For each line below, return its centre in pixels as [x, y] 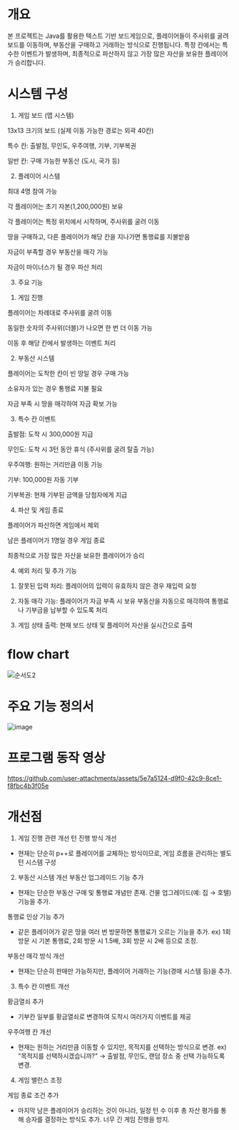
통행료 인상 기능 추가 [36, 916]
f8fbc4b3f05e [28, 786]
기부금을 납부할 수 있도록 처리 [66, 610]
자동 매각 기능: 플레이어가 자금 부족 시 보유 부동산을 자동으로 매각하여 [114, 601]
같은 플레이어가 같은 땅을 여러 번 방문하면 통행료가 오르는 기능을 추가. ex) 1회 [124, 931]
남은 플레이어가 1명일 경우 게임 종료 [56, 540]
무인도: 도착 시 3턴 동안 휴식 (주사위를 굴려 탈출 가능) [81, 449]
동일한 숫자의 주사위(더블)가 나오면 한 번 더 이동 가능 [80, 327]
